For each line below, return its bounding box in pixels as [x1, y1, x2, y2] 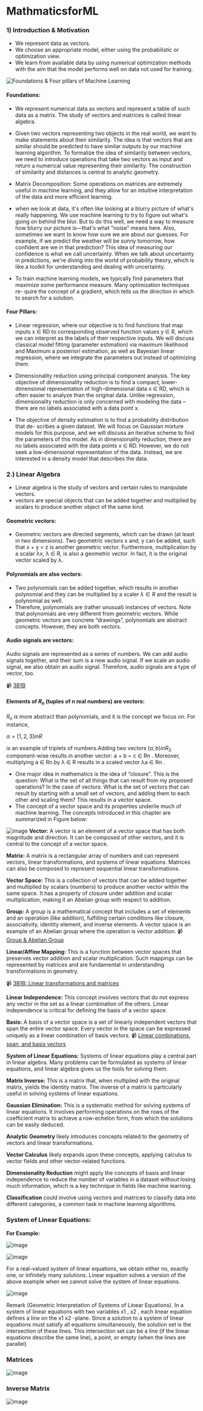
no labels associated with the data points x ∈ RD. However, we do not [15, 442, 189, 449]
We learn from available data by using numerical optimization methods [15, 59, 191, 66]
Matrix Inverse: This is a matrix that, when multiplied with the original [6, 1077, 180, 1085]
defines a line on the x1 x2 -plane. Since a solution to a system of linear [6, 1314, 184, 1322]
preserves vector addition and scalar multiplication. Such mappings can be [6, 954, 193, 962]
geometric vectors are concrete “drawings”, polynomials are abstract [15, 616, 187, 624]
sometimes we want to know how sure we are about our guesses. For [15, 230, 189, 238]
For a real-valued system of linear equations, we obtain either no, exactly [6, 1264, 189, 1272]
